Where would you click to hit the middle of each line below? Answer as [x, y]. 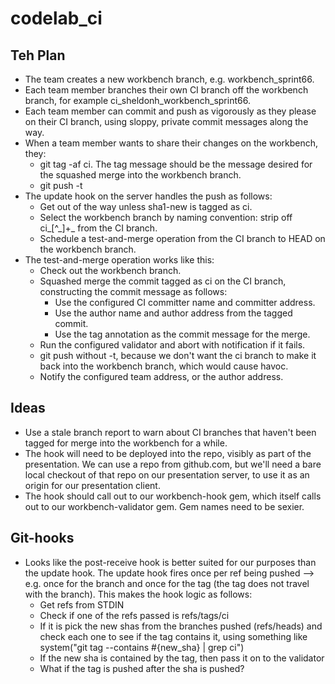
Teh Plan [38, 55]
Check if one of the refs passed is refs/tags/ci [134, 615]
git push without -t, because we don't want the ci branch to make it [178, 355]
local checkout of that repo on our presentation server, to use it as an [167, 474]
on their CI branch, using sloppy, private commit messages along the [166, 121]
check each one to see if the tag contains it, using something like [173, 636]
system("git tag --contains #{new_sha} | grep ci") [142, 647]
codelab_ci [56, 18]
